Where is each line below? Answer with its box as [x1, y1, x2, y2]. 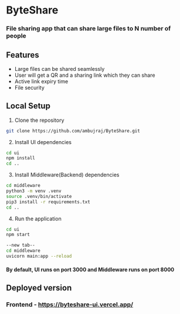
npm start [6, 232, 30, 238]
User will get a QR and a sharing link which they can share [14, 71, 155, 78]
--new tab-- [6, 243, 35, 248]
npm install [6, 155, 35, 161]
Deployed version [6, 282, 72, 293]
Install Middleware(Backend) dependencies [14, 171, 120, 179]
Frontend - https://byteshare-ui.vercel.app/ [6, 300, 134, 308]
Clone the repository [14, 117, 64, 124]
